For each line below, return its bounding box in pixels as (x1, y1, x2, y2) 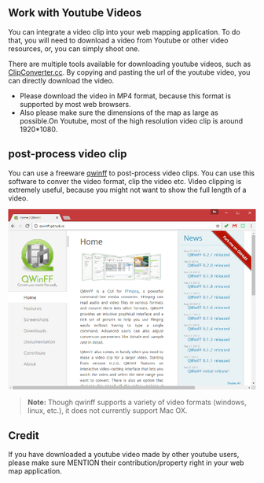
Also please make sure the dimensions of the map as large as (19, 108, 218, 117)
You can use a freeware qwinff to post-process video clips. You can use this (8, 168, 255, 178)
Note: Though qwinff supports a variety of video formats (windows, (27, 397, 247, 407)
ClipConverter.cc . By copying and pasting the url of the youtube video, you (8, 67, 251, 77)
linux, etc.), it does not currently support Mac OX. (27, 406, 188, 415)
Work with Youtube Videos (8, 6, 142, 20)
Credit (8, 429, 39, 442)
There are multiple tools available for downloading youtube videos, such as (8, 59, 251, 68)
